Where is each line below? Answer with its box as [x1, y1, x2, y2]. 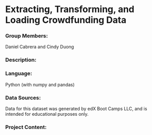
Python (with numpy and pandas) [5, 81, 75, 87]
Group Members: [5, 32, 48, 39]
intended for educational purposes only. [5, 111, 89, 117]
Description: [5, 57, 36, 64]
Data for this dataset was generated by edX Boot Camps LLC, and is [5, 106, 147, 112]
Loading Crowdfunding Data [5, 14, 127, 26]
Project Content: [5, 123, 47, 130]
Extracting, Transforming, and [5, 4, 135, 15]
